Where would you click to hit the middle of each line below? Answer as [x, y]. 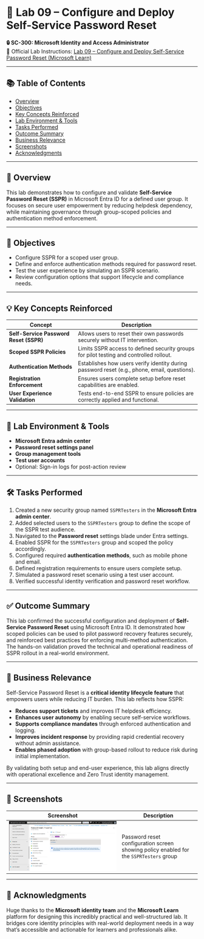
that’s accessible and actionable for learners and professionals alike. [92, 929]
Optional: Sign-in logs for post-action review [70, 467]
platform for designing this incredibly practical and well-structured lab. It [97, 916]
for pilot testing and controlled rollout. [125, 355]
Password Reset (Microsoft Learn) [49, 58]
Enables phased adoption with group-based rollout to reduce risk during [107, 749]
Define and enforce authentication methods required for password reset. [106, 264]
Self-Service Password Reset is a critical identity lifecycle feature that [95, 693]
